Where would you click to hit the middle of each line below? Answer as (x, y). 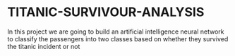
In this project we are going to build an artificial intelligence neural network (116, 31)
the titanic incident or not (44, 46)
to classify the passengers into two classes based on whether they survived (118, 38)
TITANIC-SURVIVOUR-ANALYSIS (106, 12)
